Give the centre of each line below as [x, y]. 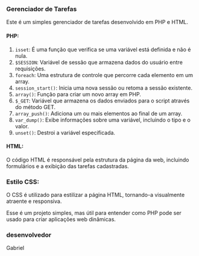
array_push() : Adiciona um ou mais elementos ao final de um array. [99, 113]
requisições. [30, 69]
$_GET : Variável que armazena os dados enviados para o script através [102, 101]
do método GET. [35, 107]
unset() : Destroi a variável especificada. [65, 133]
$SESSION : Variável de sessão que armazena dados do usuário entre [99, 62]
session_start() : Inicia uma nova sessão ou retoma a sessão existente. [104, 88]
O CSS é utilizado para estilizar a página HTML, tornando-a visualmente [96, 195]
